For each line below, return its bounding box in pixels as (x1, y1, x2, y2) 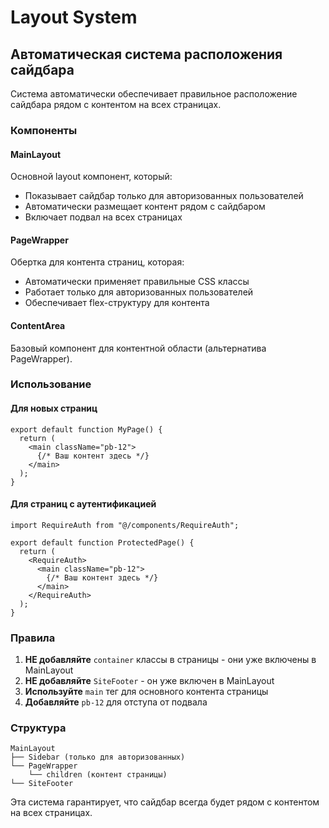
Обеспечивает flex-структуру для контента (24, 297, 210, 309)
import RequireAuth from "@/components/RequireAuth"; (10, 520, 240, 530)
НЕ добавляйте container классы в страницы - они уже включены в (24, 654, 317, 666)
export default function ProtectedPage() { (10, 537, 195, 548)
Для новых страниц (10, 402, 98, 415)
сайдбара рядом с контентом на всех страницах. (10, 99, 222, 110)
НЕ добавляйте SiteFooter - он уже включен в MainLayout (24, 675, 275, 687)
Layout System (10, 6, 138, 29)
